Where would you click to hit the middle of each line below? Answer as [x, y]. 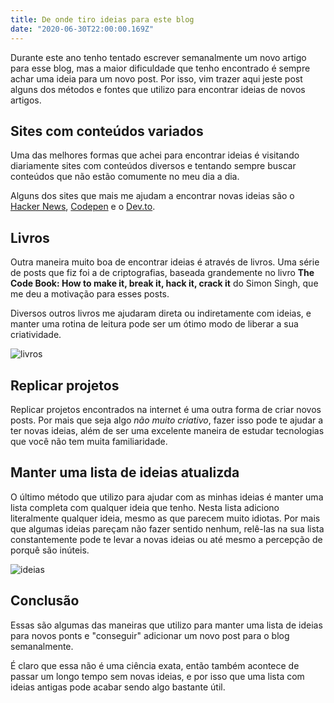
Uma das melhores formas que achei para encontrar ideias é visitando [155, 155]
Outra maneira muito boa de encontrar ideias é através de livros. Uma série [165, 262]
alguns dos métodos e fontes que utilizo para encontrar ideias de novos [158, 89]
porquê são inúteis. [50, 550]
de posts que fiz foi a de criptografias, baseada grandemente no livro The [162, 273]
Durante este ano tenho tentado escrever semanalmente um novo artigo [158, 57]
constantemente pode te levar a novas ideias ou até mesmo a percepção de [166, 539]
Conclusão [45, 601]
